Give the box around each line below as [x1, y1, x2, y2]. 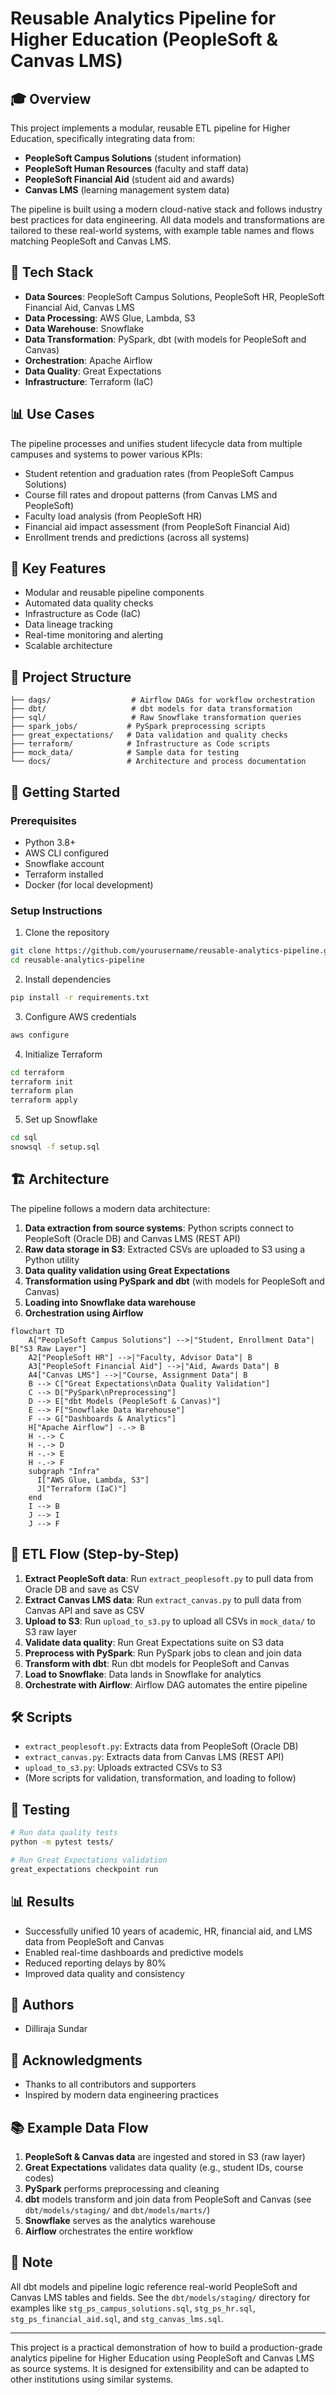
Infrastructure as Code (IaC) [24, 608, 142, 620]
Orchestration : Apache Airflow [24, 354, 153, 366]
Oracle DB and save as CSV [24, 1583, 140, 1595]
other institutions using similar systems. [10, 2373, 174, 2385]
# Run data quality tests [10, 1828, 118, 1838]
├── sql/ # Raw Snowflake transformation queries [10, 713, 302, 723]
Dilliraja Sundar [24, 2023, 88, 2035]
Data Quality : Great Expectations [24, 365, 162, 377]
